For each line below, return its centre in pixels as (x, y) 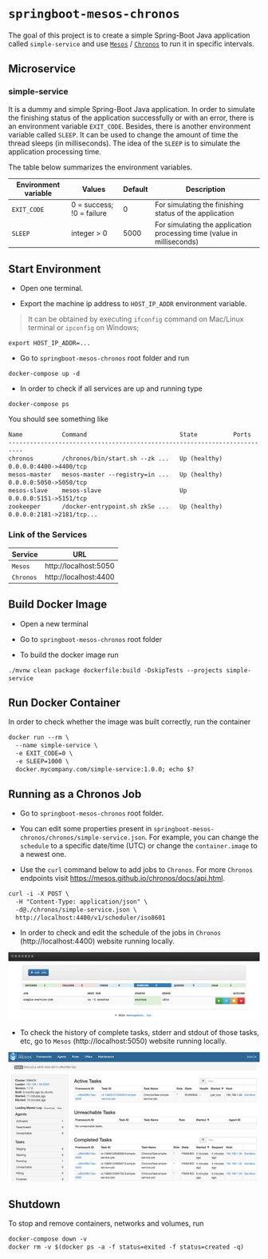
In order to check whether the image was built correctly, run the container (130, 722)
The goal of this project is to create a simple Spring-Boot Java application (129, 35)
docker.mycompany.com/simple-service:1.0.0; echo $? (105, 770)
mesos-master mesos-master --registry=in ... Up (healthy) (116, 474)
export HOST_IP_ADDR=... (49, 343)
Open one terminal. (51, 288)
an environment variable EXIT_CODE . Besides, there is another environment (130, 126)
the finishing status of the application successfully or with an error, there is (131, 118)
